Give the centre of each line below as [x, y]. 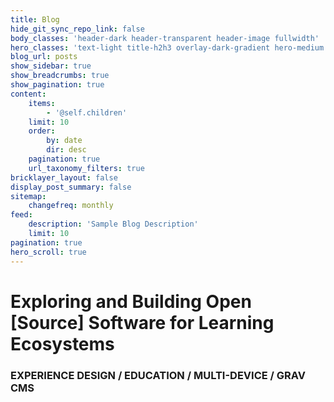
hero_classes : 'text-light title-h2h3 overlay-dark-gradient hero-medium [167, 47]
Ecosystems [62, 343]
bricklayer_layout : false [64, 177]
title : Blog [35, 19]
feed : [21, 215]
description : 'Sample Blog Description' [113, 224]
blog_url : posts [44, 57]
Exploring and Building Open [131, 301]
